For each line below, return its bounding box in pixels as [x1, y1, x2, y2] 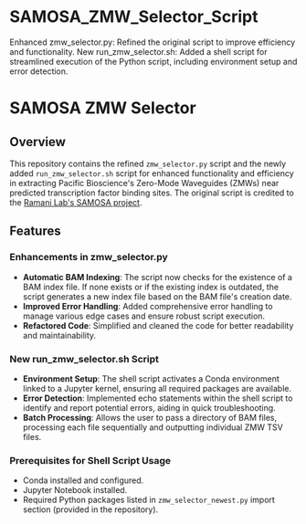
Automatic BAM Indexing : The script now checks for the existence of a [22, 271, 292, 282]
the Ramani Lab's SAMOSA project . [9, 196, 142, 207]
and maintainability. [22, 330, 97, 341]
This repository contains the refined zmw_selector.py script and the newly [9, 158, 287, 169]
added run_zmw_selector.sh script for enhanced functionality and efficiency [9, 167, 294, 179]
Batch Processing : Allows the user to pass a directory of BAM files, [22, 412, 278, 423]
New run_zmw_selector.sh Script [9, 352, 160, 365]
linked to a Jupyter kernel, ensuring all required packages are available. [22, 383, 292, 393]
